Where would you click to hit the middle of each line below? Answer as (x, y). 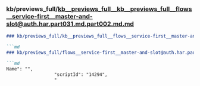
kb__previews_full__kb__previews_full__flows (125, 9)
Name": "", (20, 69)
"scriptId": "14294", (81, 74)
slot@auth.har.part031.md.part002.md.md (70, 24)
